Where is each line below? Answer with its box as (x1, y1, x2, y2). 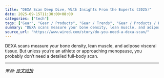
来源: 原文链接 (5, 68, 33, 73)
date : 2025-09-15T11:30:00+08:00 (5, 12, 73, 16)
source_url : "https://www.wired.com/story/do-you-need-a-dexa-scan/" (5, 30, 150, 34)
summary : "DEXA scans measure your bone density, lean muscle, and (5, 25, 145, 30)
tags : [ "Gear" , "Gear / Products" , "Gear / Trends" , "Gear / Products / (5, 20, 156, 26)
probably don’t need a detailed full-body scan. (5, 53, 99, 59)
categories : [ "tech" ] (5, 16, 49, 21)
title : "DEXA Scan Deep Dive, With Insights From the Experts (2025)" (5, 7, 152, 12)
